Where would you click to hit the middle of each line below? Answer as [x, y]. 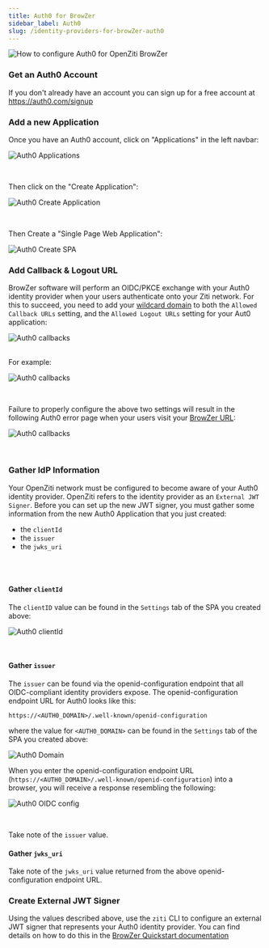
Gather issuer [32, 666]
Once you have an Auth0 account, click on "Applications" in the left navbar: [134, 139]
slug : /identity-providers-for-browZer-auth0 [86, 31]
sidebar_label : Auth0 [45, 23]
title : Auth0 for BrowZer [52, 16]
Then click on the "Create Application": [74, 186]
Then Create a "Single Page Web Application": [86, 233]
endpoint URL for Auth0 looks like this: [72, 700]
